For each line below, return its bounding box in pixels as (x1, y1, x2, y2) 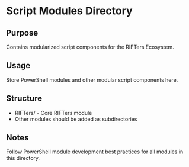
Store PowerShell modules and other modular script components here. (6, 76, 178, 83)
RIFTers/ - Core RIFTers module (14, 109, 92, 116)
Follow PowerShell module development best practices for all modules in (6, 148, 184, 155)
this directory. (6, 155, 40, 162)
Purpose (6, 28, 39, 38)
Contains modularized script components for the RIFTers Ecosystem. (6, 43, 174, 50)
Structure (6, 94, 43, 104)
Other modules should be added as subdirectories (14, 115, 137, 123)
